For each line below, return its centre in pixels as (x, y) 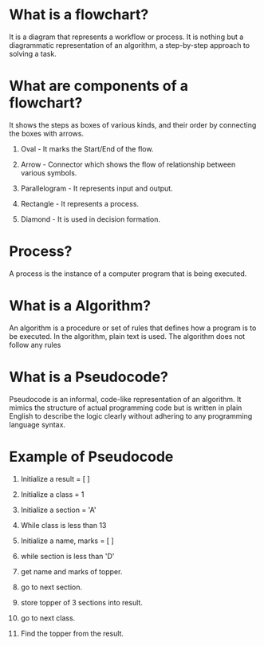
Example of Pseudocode (91, 457)
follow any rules (35, 345)
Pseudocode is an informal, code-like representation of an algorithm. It (125, 399)
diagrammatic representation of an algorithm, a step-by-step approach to (130, 45)
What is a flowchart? (79, 15)
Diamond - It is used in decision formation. (91, 219)
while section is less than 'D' (67, 556)
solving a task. (33, 53)
